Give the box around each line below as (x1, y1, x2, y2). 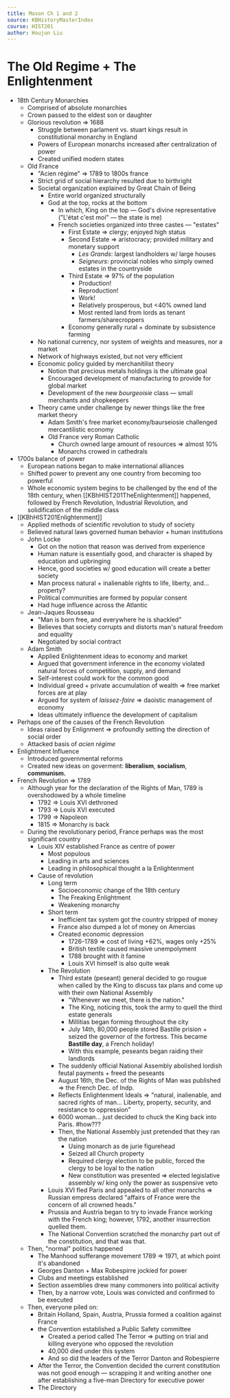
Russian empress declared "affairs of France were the (47, 1194, 200, 1202)
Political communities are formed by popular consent (37, 593, 187, 602)
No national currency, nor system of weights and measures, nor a (37, 338, 223, 346)
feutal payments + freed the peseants (58, 1069, 165, 1077)
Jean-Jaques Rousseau (27, 608, 95, 617)
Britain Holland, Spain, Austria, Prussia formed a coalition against (37, 1311, 222, 1319)
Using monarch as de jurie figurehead (68, 1142, 175, 1150)
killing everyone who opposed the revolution (47, 1339, 174, 1348)
